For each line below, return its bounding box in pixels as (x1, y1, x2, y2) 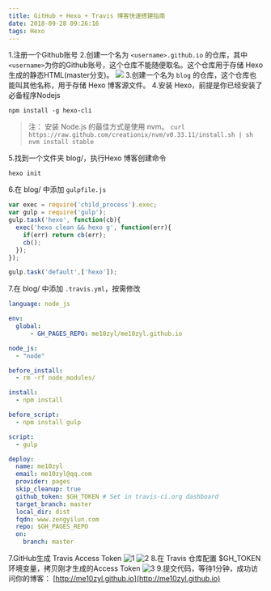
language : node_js (8, 300, 70, 308)
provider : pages (15, 478, 70, 486)
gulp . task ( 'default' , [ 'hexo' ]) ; (8, 268, 117, 276)
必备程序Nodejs (8, 91, 61, 100)
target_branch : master (15, 500, 92, 508)
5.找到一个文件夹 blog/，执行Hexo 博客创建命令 (8, 153, 167, 163)
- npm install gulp (15, 418, 82, 426)
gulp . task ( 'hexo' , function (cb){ (8, 216, 121, 224)
